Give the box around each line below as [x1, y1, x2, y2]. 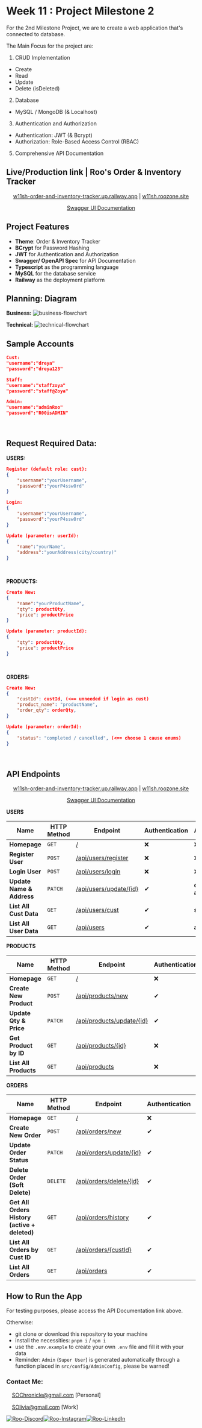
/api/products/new [76, 992, 128, 1000]
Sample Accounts [6, 339, 74, 349]
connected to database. [6, 30, 66, 37]
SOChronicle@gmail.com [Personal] [11, 1391, 101, 1399]
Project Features [6, 222, 70, 232]
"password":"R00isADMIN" [6, 410, 69, 417]
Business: [6, 309, 32, 317]
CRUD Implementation [14, 54, 70, 61]
